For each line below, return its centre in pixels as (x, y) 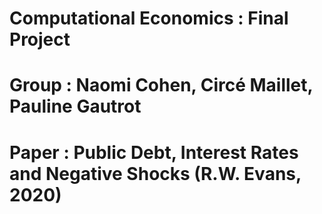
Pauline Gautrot (75, 106)
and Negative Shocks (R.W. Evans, (155, 173)
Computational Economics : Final (149, 18)
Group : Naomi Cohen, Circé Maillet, (161, 85)
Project (40, 39)
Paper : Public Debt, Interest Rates (154, 152)
